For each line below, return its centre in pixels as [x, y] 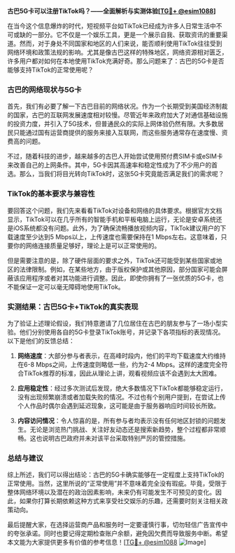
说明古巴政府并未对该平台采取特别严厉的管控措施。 [115, 438]
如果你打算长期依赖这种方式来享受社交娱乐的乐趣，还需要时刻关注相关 [120, 501]
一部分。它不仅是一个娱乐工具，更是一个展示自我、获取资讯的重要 [126, 35]
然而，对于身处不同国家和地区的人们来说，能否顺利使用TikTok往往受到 [121, 44]
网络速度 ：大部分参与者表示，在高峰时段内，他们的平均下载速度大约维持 [121, 355]
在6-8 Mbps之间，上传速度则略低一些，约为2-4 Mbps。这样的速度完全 [119, 364]
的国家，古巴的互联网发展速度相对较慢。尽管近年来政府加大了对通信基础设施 [117, 115]
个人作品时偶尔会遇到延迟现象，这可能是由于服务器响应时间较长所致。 [119, 406]
